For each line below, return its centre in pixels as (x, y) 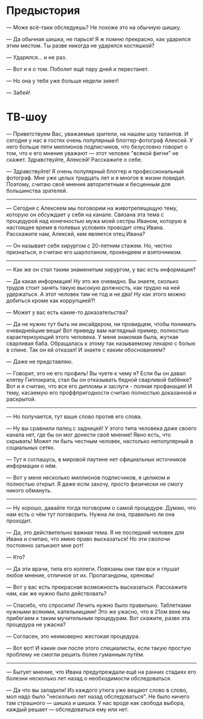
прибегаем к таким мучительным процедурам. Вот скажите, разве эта (98, 618)
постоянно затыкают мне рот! (45, 545)
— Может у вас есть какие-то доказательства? (67, 312)
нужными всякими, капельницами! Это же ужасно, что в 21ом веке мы (98, 611)
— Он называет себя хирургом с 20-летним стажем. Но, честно (89, 246)
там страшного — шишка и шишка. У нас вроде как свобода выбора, (96, 703)
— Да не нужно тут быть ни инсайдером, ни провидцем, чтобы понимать (101, 324)
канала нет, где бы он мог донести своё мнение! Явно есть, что (89, 435)
